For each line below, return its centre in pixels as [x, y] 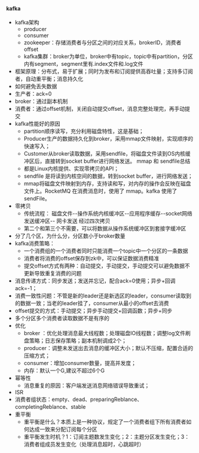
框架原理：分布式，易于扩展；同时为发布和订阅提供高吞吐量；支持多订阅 [104, 71]
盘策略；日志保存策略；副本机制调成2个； [75, 340]
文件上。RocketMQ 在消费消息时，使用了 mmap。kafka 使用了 [100, 191]
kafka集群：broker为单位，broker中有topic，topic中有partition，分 [106, 56]
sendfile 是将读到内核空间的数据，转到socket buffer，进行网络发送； [108, 176]
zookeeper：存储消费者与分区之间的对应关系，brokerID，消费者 [102, 42]
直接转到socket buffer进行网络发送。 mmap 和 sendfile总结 [117, 161]
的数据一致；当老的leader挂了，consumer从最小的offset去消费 [92, 303]
